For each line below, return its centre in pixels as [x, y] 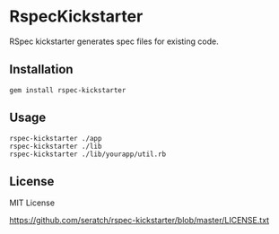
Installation [41, 69]
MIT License [32, 203]
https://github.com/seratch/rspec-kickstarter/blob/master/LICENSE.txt [139, 221]
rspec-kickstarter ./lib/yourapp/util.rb [88, 154]
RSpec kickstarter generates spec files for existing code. [114, 41]
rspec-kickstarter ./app [56, 138]
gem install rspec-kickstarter [68, 90]
